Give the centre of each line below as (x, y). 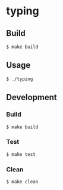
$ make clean (22, 182)
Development (32, 97)
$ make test (21, 154)
